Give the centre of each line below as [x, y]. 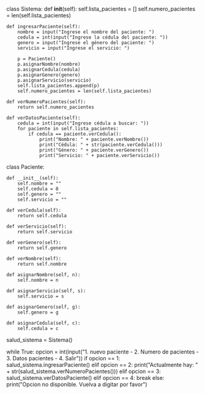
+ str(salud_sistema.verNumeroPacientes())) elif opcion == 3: [84, 371]
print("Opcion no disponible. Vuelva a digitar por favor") [77, 384]
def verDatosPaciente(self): [43, 118]
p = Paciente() [37, 59]
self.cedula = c [38, 328]
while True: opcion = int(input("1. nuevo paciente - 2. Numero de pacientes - [102, 352]
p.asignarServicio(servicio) [54, 80]
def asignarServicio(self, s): [46, 291]
